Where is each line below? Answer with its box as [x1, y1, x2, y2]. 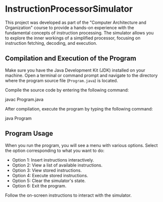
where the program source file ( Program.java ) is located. [5, 77, 118, 83]
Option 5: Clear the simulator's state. [12, 178, 86, 184]
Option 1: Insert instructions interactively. [12, 157, 94, 163]
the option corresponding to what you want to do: [5, 147, 105, 153]
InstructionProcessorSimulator [5, 3, 133, 15]
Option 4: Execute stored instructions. [12, 172, 89, 178]
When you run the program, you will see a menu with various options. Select [5, 142, 158, 148]
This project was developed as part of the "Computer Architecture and [5, 19, 146, 25]
